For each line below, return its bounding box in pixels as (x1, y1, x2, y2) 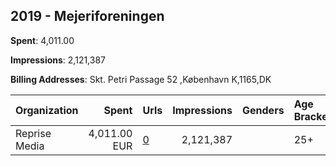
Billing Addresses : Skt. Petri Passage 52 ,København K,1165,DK (10, 73, 272, 85)
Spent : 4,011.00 (10, 34, 75, 46)
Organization (15, 103, 79, 117)
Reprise (15, 126, 52, 140)
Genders (242, 103, 285, 117)
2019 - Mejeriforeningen (10, 8, 165, 25)
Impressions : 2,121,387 (10, 54, 107, 66)
